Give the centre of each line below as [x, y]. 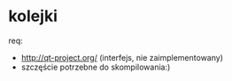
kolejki [33, 16]
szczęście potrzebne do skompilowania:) [96, 67]
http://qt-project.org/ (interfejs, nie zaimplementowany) [122, 57]
